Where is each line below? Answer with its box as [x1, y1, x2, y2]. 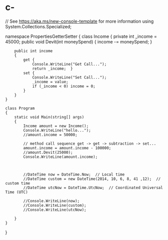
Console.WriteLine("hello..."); [23, 128, 92, 133]
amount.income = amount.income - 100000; [23, 145, 112, 150]
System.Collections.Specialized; [5, 23, 72, 29]
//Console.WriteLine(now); [23, 198, 80, 203]
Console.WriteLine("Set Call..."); [32, 75, 107, 80]
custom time [5, 181, 30, 186]
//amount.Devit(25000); [23, 150, 73, 155]
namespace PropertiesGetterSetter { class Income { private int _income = [5, 33, 157, 39]
